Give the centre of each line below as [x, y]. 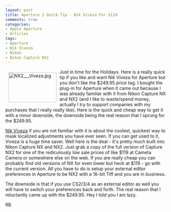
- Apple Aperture [24, 29]
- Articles [17, 34]
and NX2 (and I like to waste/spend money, [105, 99]
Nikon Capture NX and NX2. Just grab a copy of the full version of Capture [84, 147]
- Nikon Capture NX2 [27, 57]
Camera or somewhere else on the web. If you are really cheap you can [80, 158]
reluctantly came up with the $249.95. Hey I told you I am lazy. [71, 195]
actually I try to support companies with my [105, 105]
